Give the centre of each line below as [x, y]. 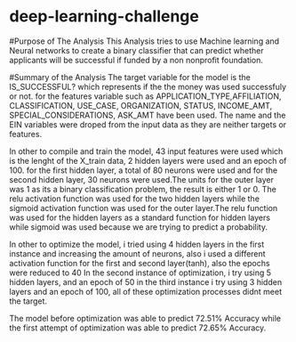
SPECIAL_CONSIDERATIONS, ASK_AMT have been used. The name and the [148, 115]
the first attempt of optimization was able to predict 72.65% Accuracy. [138, 328]
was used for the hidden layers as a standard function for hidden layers [140, 217]
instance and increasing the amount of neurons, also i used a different [137, 253]
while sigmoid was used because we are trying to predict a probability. [139, 227]
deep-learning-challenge [104, 16]
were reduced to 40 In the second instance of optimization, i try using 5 [140, 273]
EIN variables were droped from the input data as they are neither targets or [148, 124]
